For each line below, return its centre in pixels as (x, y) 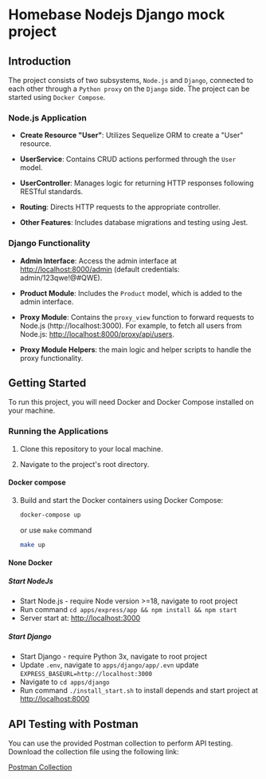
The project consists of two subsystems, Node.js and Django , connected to (131, 80)
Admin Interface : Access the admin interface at (98, 260)
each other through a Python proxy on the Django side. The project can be (129, 89)
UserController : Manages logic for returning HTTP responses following (137, 183)
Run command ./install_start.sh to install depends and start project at (139, 690)
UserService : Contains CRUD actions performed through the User (128, 159)
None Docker (31, 563)
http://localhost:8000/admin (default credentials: (100, 269)
